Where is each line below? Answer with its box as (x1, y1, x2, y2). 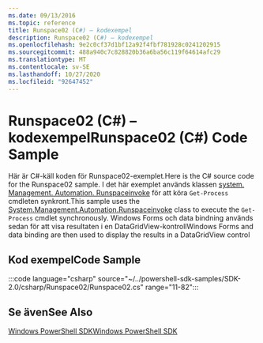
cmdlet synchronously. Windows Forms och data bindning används (35, 213, 254, 223)
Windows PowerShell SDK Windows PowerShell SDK (8, 326, 178, 336)
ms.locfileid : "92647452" (8, 77, 93, 85)
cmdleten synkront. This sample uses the (8, 197, 141, 206)
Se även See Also (8, 305, 93, 318)
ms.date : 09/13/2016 (8, 11, 77, 20)
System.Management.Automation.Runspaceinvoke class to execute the (8, 205, 239, 214)
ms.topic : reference (8, 19, 77, 27)
